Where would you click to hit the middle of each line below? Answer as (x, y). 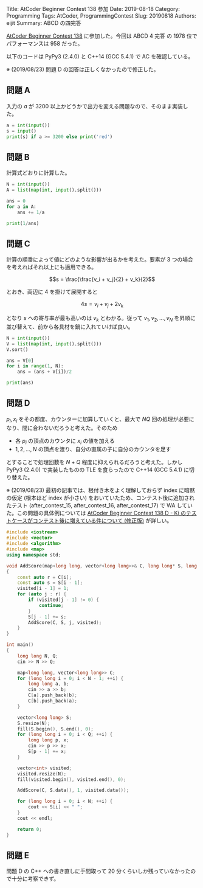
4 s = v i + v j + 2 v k (102, 305)
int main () (20, 645)
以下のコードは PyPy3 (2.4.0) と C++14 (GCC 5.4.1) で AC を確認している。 (100, 56)
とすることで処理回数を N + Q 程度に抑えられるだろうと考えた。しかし (95, 462)
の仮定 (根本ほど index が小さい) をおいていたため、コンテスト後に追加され (101, 498)
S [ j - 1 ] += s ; (47, 617)
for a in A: (21, 206)
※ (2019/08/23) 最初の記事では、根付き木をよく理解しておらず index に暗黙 (101, 490)
